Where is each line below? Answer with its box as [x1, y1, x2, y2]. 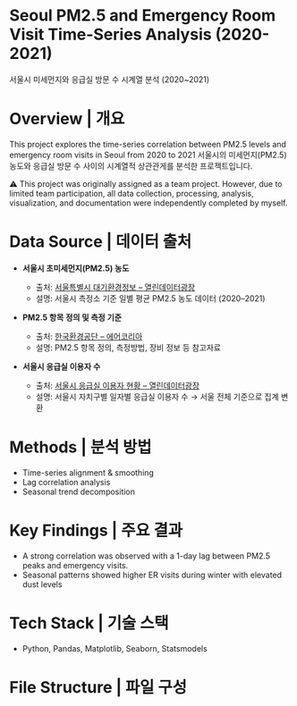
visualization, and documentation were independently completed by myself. [9, 198, 288, 208]
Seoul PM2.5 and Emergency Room [9, 5, 276, 26]
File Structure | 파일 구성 [9, 677, 188, 697]
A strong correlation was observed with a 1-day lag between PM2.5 [21, 551, 271, 561]
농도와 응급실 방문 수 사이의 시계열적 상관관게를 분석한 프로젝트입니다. [9, 160, 253, 171]
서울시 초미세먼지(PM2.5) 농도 [21, 263, 130, 273]
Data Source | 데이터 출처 [9, 231, 192, 252]
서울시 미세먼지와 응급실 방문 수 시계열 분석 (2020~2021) [9, 73, 210, 85]
